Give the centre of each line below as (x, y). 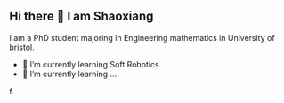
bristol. (22, 47)
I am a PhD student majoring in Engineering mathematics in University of (142, 37)
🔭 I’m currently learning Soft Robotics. (92, 64)
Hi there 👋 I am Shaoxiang (81, 16)
